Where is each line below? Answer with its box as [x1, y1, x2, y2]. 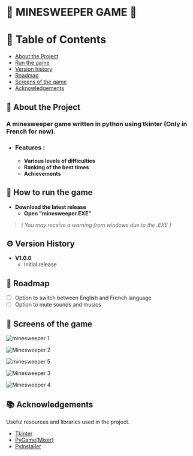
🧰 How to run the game [6, 187, 93, 197]
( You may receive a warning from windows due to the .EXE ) [20, 221, 172, 229]
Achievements [23, 170, 61, 177]
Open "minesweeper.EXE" [23, 209, 92, 217]
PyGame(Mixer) [14, 436, 54, 443]
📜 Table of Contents [6, 33, 107, 47]
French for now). [6, 127, 56, 136]
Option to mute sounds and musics [14, 301, 102, 308]
